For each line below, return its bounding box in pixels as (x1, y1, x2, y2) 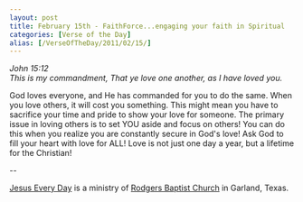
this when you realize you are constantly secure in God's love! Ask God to (9, 128, 284, 140)
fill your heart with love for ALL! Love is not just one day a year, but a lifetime (9, 138, 295, 149)
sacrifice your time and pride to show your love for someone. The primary (9, 109, 285, 120)
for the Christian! (9, 148, 72, 159)
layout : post (9, 13, 59, 23)
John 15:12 (9, 63, 50, 74)
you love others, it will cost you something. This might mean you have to (9, 100, 279, 111)
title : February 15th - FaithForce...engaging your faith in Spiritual (9, 22, 285, 31)
